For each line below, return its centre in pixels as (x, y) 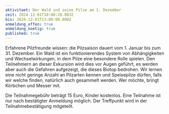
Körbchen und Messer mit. (33, 86)
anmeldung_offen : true (29, 24)
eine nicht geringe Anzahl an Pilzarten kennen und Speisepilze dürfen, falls (84, 75)
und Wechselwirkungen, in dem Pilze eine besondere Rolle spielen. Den (80, 59)
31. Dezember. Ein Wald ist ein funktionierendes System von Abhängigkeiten (85, 53)
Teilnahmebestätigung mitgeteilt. (40, 106)
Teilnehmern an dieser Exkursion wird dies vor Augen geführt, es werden (82, 64)
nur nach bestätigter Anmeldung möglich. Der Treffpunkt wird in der (76, 101)
